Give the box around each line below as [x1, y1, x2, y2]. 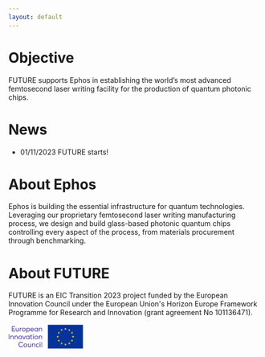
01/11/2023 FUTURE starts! [19, 147, 109, 157]
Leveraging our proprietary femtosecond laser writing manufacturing [8, 210, 236, 220]
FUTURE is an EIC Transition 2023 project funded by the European [8, 290, 229, 301]
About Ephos [8, 175, 96, 193]
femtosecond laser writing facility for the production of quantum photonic [8, 84, 251, 93]
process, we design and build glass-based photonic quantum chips [8, 219, 231, 228]
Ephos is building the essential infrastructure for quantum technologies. [8, 202, 245, 211]
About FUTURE [8, 264, 110, 282]
